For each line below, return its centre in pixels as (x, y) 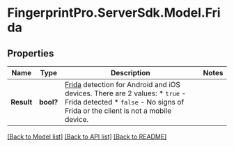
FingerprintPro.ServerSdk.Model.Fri (114, 13)
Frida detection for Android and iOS (123, 85)
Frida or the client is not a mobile (118, 111)
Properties (31, 53)
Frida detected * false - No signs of (125, 102)
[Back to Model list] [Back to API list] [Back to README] (87, 137)
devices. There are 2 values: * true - (126, 93)
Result (22, 102)
